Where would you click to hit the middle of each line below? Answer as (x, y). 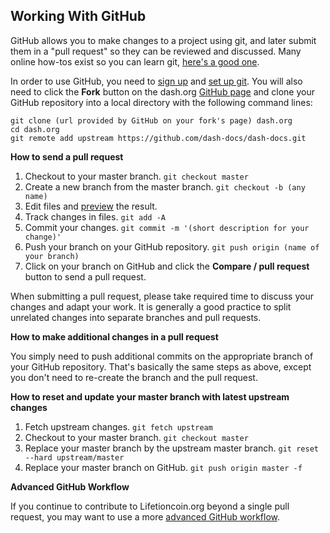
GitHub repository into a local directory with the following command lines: (161, 102)
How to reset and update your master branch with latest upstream (150, 396)
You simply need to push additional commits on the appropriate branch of (162, 356)
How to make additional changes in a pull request (114, 336)
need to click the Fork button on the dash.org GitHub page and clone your (162, 91)
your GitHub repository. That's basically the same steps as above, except (161, 366)
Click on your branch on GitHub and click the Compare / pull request (167, 266)
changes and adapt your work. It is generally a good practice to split (151, 306)
